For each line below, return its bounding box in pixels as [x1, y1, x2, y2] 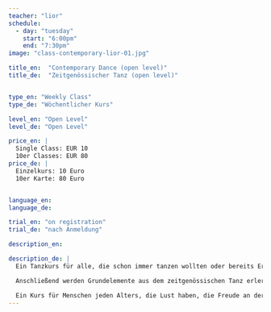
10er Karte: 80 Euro [15, 174, 85, 182]
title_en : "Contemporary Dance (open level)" [8, 64, 168, 73]
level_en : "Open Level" [8, 114, 89, 123]
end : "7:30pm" [23, 42, 70, 50]
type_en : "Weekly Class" [8, 93, 92, 101]
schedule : [8, 19, 42, 27]
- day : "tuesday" [15, 27, 74, 35]
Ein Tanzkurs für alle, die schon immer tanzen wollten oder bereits [15, 262, 254, 270]
